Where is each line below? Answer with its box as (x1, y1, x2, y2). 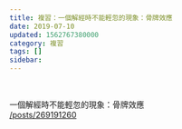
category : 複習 (9, 38, 64, 48)
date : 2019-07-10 (9, 22, 75, 31)
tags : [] (9, 47, 43, 56)
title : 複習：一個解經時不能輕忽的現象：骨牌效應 (9, 13, 173, 23)
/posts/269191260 (9, 110, 77, 120)
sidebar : (9, 55, 43, 64)
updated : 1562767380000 (9, 30, 100, 39)
